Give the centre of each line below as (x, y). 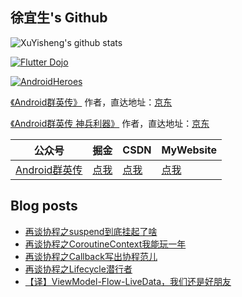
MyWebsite (189, 150)
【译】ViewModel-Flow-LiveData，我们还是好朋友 (128, 281)
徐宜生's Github (59, 18)
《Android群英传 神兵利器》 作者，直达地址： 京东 (110, 123)
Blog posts (44, 206)
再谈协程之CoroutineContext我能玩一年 (105, 244)
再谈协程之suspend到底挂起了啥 (91, 231)
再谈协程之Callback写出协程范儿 (91, 256)
